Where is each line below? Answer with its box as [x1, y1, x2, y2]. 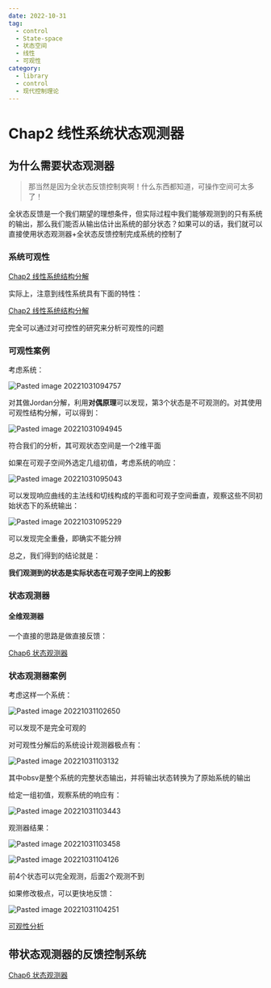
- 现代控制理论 [15, 86, 60, 95]
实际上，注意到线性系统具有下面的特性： [8, 288, 143, 298]
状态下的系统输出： [15, 500, 79, 510]
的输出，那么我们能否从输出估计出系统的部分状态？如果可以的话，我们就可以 [8, 219, 263, 229]
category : [8, 65, 42, 73]
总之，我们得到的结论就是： [8, 550, 101, 560]
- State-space [15, 34, 63, 43]
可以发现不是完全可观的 [8, 723, 86, 733]
